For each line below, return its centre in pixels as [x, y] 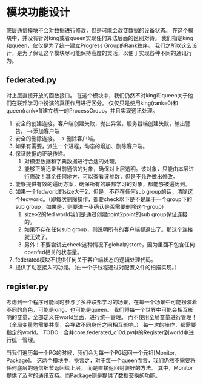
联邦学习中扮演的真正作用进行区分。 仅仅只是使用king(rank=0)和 [98, 103]
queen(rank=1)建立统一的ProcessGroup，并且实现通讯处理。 [82, 110]
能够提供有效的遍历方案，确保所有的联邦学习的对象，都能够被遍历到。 [103, 184]
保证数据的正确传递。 [42, 153]
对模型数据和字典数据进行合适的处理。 [72, 161]
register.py [28, 287]
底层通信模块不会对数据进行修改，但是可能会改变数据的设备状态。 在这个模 [100, 30]
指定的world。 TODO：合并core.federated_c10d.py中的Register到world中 [98, 332]
